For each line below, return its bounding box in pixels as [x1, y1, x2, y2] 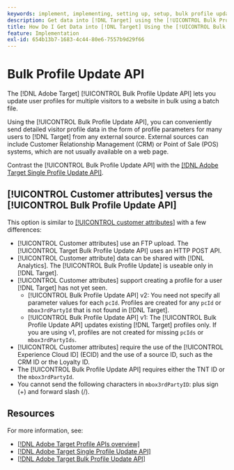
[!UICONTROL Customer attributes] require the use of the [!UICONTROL [17, 343, 224, 351]
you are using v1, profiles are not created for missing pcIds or [27, 328, 204, 336]
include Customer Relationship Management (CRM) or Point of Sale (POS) [7, 140, 219, 149]
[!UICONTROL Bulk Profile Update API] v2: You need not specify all [27, 291, 221, 299]
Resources [7, 408, 55, 420]
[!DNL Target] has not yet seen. [17, 284, 108, 292]
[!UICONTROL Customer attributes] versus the [7, 189, 213, 200]
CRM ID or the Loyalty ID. [17, 358, 91, 366]
